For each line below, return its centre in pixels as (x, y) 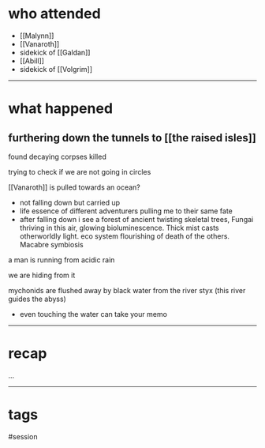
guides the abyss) (37, 299)
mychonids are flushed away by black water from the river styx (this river (127, 290)
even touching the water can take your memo (93, 314)
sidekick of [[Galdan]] (55, 52)
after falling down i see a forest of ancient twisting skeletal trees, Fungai (136, 219)
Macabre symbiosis (52, 244)
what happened (60, 109)
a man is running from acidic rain (62, 260)
